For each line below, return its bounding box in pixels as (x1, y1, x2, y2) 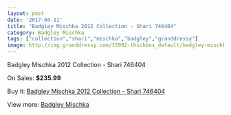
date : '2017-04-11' (7, 16, 63, 23)
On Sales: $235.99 (7, 74, 61, 82)
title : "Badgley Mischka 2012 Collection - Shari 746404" (7, 23, 177, 29)
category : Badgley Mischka (7, 29, 85, 36)
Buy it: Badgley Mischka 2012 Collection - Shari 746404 (7, 87, 166, 95)
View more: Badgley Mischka (7, 101, 89, 108)
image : (7, 42, 26, 49)
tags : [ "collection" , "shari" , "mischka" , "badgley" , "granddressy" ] (7, 36, 198, 42)
